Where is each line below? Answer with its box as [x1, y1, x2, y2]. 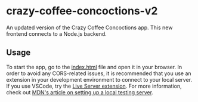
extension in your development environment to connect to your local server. [6, 76, 193, 83]
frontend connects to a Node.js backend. [6, 30, 107, 37]
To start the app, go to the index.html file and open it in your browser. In [6, 63, 182, 70]
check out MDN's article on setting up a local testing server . [6, 88, 154, 96]
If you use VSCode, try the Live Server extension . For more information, [6, 82, 182, 89]
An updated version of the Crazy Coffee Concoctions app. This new [6, 24, 173, 31]
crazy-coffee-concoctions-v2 [6, 4, 158, 18]
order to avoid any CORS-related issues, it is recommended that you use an [6, 70, 192, 77]
